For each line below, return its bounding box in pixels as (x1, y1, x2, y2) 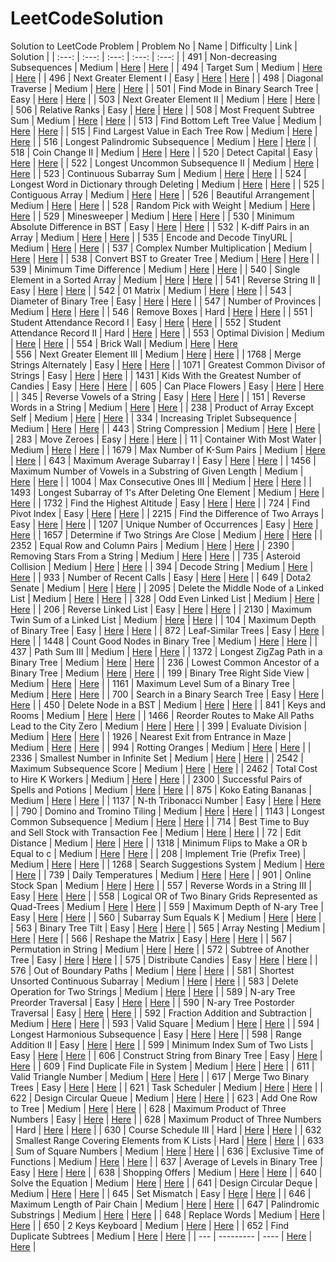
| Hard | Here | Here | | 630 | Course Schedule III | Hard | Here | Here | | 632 (10, 1123, 322, 1136)
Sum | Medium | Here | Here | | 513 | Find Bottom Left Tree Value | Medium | (10, 114, 322, 126)
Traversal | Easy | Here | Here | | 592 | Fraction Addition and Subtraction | (10, 1007, 313, 1019)
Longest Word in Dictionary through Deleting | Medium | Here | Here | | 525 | (10, 178, 325, 190)
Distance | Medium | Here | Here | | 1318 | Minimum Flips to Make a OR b (10, 837, 308, 849)
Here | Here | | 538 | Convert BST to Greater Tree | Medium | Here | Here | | (10, 252, 320, 264)
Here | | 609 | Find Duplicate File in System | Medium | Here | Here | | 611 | (10, 1060, 315, 1072)
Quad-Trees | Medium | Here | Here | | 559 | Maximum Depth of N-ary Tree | (10, 900, 325, 912)
